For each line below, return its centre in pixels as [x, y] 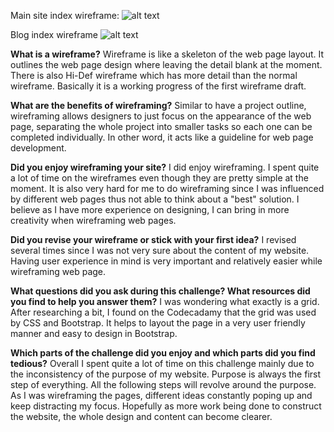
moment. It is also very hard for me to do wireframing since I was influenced [167, 188]
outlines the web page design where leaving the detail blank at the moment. [166, 64]
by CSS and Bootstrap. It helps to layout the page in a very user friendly [158, 323]
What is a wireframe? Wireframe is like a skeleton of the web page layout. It [167, 54]
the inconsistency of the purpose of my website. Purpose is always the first [166, 374]
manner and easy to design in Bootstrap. [94, 333]
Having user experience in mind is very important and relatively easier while [166, 261]
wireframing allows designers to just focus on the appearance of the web [161, 116]
